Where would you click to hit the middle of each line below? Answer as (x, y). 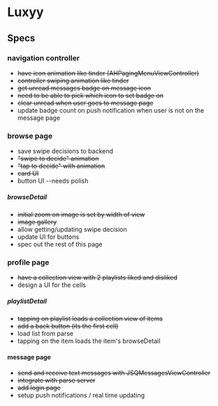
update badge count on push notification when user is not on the (111, 110)
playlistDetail (27, 301)
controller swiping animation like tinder (73, 80)
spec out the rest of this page (60, 244)
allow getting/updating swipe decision (72, 230)
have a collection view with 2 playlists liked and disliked (97, 278)
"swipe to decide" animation (58, 159)
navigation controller (44, 58)
